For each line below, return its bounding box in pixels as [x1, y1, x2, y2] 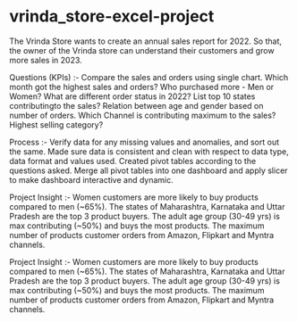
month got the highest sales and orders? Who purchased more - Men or [9, 81, 275, 92]
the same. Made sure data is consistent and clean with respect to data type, [9, 145, 289, 157]
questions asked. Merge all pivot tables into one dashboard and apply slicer [9, 165, 288, 176]
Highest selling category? [9, 119, 104, 130]
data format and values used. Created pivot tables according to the [9, 155, 257, 166]
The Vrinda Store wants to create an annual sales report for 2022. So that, [9, 36, 283, 46]
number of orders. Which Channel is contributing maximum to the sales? [9, 110, 276, 120]
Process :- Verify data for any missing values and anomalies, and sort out [9, 136, 280, 147]
